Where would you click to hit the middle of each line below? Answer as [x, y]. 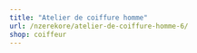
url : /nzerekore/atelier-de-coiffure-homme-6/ [99, 26]
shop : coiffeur [38, 34]
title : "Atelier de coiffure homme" [79, 18]
